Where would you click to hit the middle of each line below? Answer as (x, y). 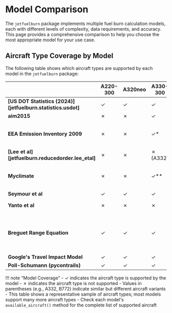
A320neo (134, 89)
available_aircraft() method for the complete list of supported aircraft (81, 305)
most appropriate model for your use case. (50, 40)
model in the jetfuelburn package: (42, 74)
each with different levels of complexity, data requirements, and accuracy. (83, 29)
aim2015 (19, 116)
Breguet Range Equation (38, 232)
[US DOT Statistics (31, 101)
